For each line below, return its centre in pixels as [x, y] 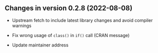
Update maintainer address [40, 45]
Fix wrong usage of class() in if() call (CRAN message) [71, 35]
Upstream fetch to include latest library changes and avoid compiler [82, 20]
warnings [22, 25]
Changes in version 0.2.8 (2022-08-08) [69, 8]
